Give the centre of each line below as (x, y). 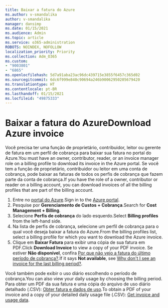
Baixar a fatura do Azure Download (78, 123)
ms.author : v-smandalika (31, 15)
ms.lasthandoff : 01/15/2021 (35, 94)
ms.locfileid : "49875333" (32, 98)
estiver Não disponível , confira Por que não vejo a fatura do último (81, 253)
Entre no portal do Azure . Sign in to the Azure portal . (66, 200)
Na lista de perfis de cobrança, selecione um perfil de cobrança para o (86, 226)
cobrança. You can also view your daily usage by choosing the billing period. (84, 279)
